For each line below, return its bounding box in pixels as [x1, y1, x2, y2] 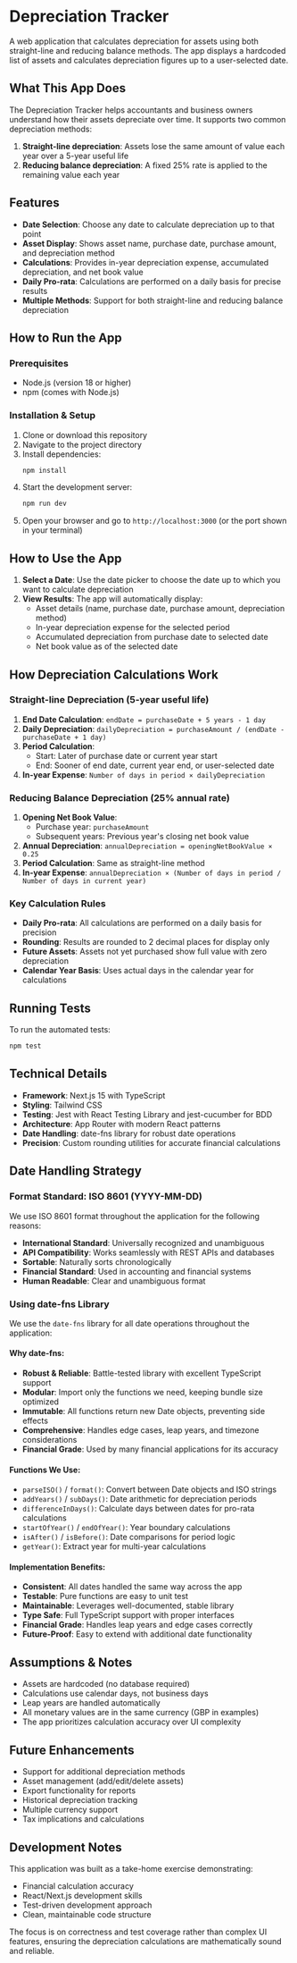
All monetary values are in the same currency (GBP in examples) [21, 1707, 260, 1718]
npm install [21, 466, 67, 475]
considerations [21, 1435, 78, 1445]
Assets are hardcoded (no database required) [21, 1679, 190, 1689]
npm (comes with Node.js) [21, 387, 120, 398]
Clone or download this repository [21, 429, 148, 440]
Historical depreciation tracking [21, 1795, 138, 1806]
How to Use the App [9, 551, 122, 566]
